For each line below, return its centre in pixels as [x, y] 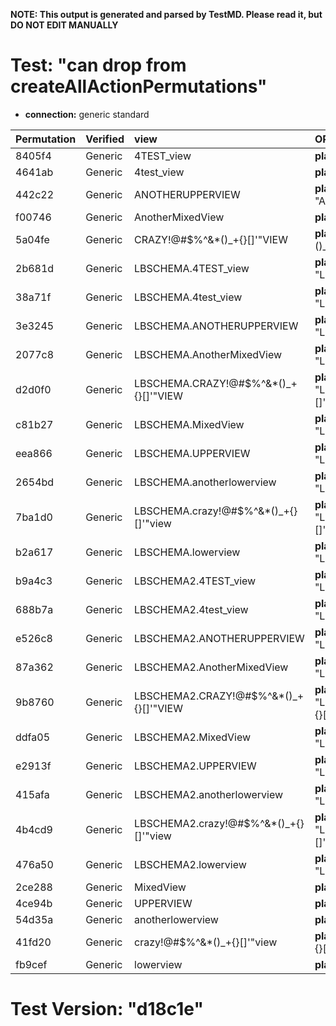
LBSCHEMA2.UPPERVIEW [195, 766]
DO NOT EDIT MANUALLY [64, 25]
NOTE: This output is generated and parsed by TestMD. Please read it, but [166, 14]
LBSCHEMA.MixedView [189, 424]
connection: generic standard [87, 114]
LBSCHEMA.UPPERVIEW [192, 453]
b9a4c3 [34, 581]
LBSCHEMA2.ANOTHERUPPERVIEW [219, 638]
